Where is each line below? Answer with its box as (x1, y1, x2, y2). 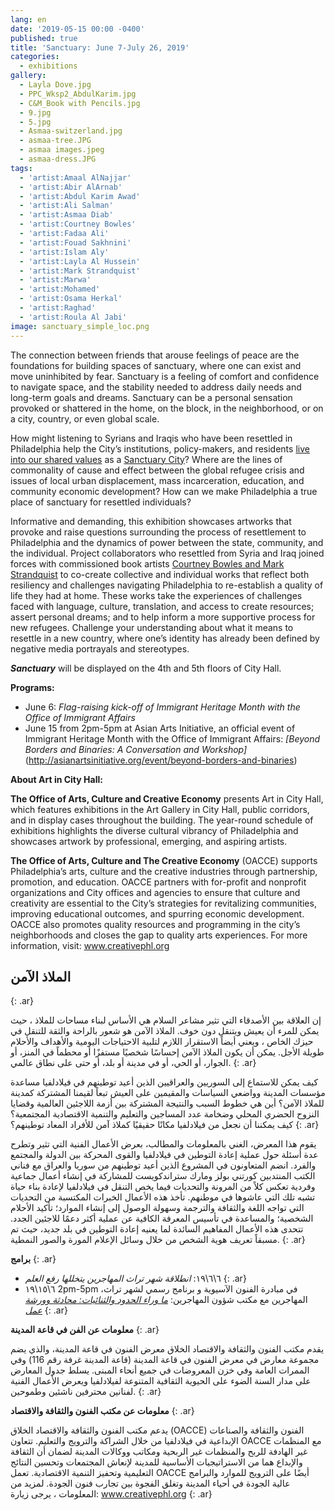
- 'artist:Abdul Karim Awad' (19, 191, 141, 201)
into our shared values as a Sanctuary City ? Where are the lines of (10, 453, 283, 465)
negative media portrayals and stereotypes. (10, 642, 190, 655)
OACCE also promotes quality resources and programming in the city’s (10, 918, 301, 930)
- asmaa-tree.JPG (19, 136, 92, 146)
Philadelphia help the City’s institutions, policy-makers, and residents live (10, 442, 310, 455)
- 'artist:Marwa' (19, 275, 92, 285)
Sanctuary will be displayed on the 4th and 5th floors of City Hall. (10, 662, 282, 674)
